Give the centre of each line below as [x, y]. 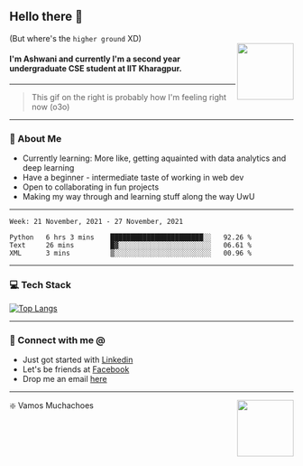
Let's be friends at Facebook [76, 369]
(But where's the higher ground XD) [76, 38]
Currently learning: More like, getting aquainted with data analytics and [154, 158]
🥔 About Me [36, 138]
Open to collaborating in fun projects [91, 187]
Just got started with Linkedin [78, 359]
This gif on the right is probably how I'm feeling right [129, 98]
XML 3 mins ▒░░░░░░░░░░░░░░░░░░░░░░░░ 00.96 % [131, 254]
